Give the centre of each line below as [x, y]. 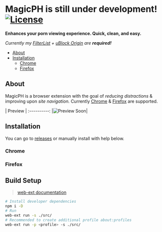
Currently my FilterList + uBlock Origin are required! [58, 43]
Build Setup [23, 180]
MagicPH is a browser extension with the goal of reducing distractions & [79, 96]
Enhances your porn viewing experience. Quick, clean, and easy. [73, 33]
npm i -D [14, 206]
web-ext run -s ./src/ [28, 215]
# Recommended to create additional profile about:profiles [69, 220]
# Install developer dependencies [41, 202]
